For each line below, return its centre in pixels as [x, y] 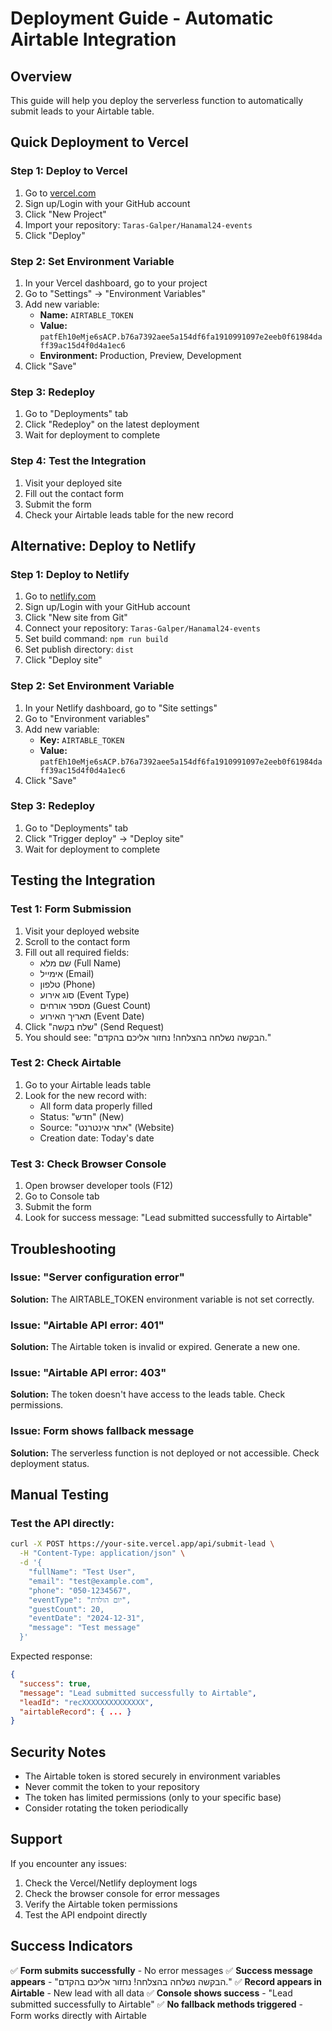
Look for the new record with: [85, 1095]
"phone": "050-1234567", [80, 1590]
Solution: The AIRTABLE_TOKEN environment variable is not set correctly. [162, 1299]
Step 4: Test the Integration [78, 461]
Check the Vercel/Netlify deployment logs [111, 1883]
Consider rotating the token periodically [106, 1808]
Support [36, 1839]
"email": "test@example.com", [91, 1581]
